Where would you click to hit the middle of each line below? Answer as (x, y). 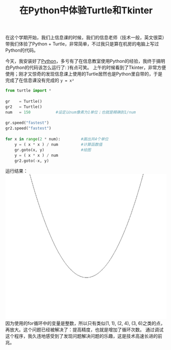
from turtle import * (28, 91)
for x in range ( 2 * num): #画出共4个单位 (57, 139)
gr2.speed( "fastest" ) (28, 128)
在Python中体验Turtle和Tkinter (86, 10)
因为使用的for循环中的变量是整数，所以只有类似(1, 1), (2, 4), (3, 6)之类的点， (85, 323)
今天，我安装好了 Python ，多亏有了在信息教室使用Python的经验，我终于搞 (83, 61)
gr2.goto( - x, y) (32, 161)
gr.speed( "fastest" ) (27, 123)
